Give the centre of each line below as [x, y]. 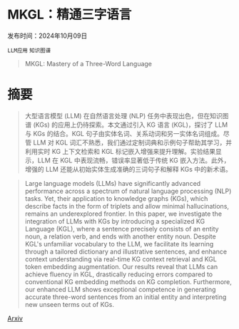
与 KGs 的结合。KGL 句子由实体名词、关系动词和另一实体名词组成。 [124, 133]
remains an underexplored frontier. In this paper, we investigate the [123, 214]
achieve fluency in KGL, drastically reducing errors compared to [118, 274]
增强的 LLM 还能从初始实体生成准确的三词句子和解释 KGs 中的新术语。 [128, 169]
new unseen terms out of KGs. [70, 304]
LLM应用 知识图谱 [29, 51]
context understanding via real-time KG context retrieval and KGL [121, 259]
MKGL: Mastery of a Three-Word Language [88, 63]
